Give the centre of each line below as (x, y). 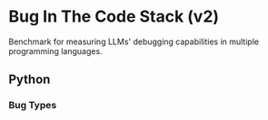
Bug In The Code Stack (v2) (114, 17)
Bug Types (33, 106)
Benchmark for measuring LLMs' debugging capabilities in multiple (134, 42)
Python (30, 80)
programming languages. (55, 51)
